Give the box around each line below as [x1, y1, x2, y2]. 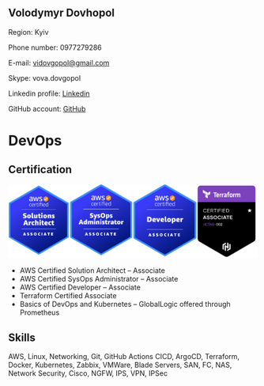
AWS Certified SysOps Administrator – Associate [19, 274, 179, 284]
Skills [8, 331, 36, 344]
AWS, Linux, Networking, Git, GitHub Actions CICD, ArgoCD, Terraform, [8, 352, 239, 361]
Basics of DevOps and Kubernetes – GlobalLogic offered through [19, 300, 231, 309]
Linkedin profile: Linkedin [8, 89, 90, 98]
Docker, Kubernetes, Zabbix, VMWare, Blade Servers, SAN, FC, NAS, [8, 360, 232, 370]
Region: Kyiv [8, 27, 49, 36]
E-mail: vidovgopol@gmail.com [8, 58, 110, 67]
